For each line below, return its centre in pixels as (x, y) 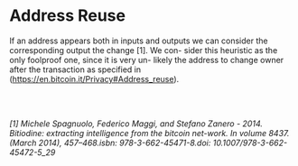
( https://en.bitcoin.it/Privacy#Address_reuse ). (94, 78)
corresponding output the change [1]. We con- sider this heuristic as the (144, 50)
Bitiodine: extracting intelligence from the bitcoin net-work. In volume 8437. (149, 133)
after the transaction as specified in (75, 69)
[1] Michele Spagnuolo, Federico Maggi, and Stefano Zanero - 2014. (136, 124)
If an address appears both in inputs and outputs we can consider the (139, 41)
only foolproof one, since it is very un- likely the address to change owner (147, 60)
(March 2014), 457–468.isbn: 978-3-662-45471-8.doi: (110, 143)
